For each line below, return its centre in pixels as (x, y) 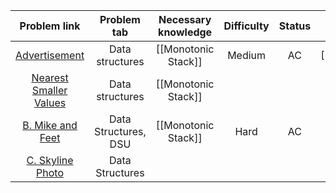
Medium (247, 55)
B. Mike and (50, 125)
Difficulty (246, 26)
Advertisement (50, 55)
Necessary (185, 19)
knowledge (185, 32)
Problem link (50, 26)
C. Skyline (50, 160)
